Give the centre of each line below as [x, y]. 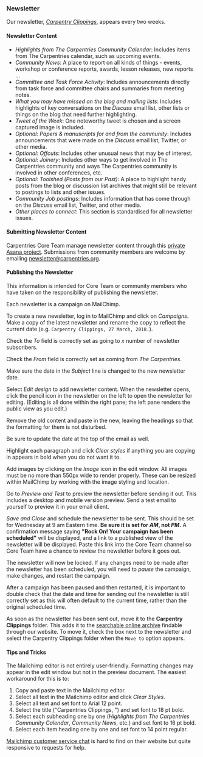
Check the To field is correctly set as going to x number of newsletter [93, 340]
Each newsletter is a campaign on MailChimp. [63, 304]
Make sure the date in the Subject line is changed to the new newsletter [96, 371]
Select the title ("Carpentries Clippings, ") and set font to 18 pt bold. [100, 710]
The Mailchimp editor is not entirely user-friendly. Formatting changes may [100, 666]
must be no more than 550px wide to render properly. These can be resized [101, 475]
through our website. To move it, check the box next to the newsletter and [99, 631]
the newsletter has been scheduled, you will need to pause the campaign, [99, 569]
